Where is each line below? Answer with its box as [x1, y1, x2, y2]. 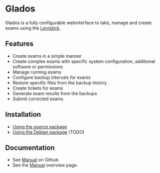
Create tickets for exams [12, 85, 64, 91]
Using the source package [12, 124, 67, 130]
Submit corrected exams [12, 96, 64, 102]
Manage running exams [12, 69, 62, 75]
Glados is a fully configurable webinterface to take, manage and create [5, 20, 152, 26]
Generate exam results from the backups [12, 90, 97, 96]
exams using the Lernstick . [5, 25, 61, 31]
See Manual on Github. [12, 157, 60, 163]
